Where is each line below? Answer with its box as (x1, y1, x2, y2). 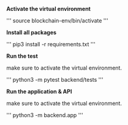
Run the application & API (6, 88, 72, 95)
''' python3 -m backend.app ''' (6, 112, 84, 118)
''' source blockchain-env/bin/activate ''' (6, 17, 108, 24)
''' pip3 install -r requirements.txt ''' (6, 41, 96, 48)
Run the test (6, 52, 38, 60)
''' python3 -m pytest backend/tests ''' (6, 76, 104, 83)
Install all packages (6, 29, 57, 36)
